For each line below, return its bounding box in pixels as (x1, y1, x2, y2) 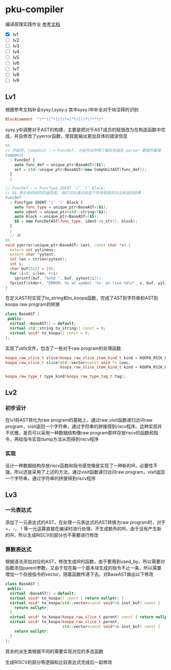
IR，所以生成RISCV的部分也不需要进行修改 (9, 532, 99, 538)
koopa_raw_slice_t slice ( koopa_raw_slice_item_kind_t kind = (5, 355, 138, 360)
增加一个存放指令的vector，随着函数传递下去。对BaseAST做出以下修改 (5, 571, 154, 577)
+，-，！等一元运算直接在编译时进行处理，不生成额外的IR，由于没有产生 (5, 525, 157, 531)
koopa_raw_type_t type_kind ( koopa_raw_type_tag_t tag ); (5, 374, 126, 379)
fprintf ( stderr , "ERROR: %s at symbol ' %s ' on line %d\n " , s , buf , (10, 280, 156, 286)
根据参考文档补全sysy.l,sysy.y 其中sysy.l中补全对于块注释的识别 (5, 107, 139, 113)
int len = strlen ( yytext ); (10, 256, 67, 262)
